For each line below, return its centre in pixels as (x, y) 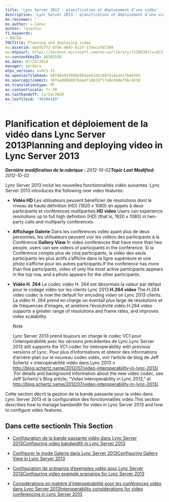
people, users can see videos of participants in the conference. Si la (83, 248)
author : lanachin (23, 29)
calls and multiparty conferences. (60, 222)
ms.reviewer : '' (22, 19)
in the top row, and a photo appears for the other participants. (76, 274)
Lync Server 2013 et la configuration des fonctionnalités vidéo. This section (82, 400)
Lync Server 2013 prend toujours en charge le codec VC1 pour (77, 336)
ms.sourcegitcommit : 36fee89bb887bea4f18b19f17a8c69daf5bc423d (73, 80)
